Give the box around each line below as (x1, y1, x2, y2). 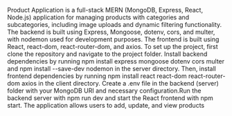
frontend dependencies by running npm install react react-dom (7, 72, 187, 80)
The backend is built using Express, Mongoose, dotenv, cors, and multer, (7, 28, 215, 36)
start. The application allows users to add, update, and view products (7, 101, 205, 109)
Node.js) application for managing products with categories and (7, 13, 190, 21)
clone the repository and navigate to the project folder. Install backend (7, 50, 208, 58)
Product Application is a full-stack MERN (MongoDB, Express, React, (7, 6, 203, 14)
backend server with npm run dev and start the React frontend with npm (7, 94, 213, 102)
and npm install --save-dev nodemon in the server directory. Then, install (7, 65, 216, 72)
